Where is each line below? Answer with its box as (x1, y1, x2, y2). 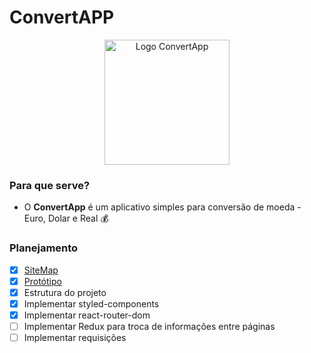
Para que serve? (9, 178, 91, 192)
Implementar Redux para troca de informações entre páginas (23, 320, 276, 332)
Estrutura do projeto (23, 286, 107, 298)
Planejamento (9, 241, 79, 255)
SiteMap (23, 264, 59, 276)
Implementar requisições (23, 331, 127, 343)
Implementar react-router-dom (23, 309, 151, 321)
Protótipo (23, 275, 62, 287)
